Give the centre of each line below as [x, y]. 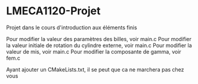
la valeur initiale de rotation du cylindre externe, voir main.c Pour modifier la [99, 45]
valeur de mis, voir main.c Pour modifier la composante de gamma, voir [94, 51]
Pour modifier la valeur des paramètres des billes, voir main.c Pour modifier [99, 39]
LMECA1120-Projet [53, 11]
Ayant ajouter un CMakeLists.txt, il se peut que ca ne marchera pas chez [95, 69]
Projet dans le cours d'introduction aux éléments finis [72, 27]
